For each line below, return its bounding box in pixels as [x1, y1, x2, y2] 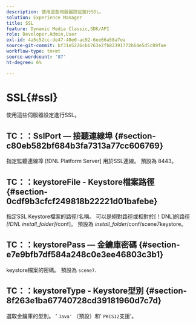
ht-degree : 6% [6, 59, 42, 65]
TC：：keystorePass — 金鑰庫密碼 [6, 240, 137, 250]
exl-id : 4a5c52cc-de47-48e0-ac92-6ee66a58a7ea [6, 37, 126, 43]
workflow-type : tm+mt [6, 48, 61, 54]
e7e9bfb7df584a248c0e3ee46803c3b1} [6, 249, 164, 260]
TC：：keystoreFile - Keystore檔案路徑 [6, 176, 155, 187]
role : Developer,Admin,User [6, 31, 77, 37]
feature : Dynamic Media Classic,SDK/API [6, 25, 110, 32]
